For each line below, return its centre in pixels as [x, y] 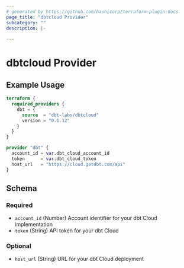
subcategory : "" [26, 23]
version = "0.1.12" [46, 120]
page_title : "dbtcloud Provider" [47, 17]
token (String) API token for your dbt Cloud [67, 231]
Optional [19, 246]
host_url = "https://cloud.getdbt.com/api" [69, 164]
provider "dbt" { [28, 148]
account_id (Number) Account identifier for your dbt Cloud [86, 218]
